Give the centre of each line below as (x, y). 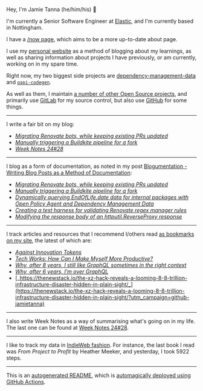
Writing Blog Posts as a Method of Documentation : (69, 172)
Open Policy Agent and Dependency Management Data (84, 204)
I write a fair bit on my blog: (40, 124)
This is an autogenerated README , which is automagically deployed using (99, 375)
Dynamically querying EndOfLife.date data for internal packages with (102, 197)
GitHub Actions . (26, 382)
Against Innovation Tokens (48, 252)
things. (15, 107)
